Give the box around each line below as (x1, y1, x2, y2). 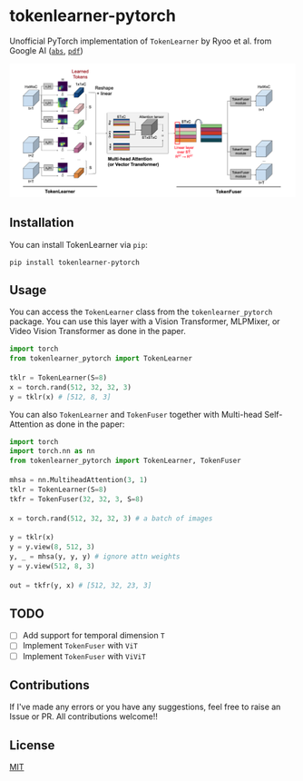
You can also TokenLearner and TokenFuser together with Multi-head (9, 409, 263, 420)
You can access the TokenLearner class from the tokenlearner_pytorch (9, 306, 273, 318)
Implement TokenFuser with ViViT (22, 650, 147, 661)
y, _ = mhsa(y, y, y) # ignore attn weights (9, 552, 181, 561)
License (9, 737, 55, 753)
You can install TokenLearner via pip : (9, 239, 148, 250)
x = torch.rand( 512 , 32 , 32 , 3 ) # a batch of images (9, 514, 213, 523)
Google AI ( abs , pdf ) (9, 44, 83, 55)
